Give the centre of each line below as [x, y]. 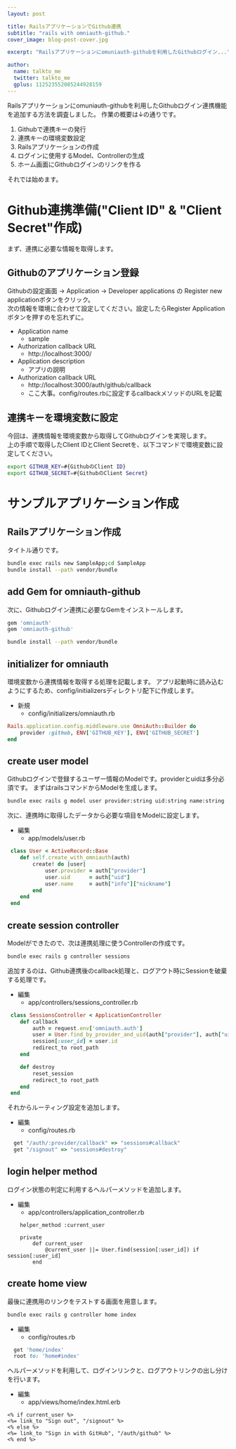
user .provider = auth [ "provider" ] [95, 871]
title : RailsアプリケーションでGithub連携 [64, 26]
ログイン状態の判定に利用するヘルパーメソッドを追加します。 [96, 1189]
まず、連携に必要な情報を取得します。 [62, 248]
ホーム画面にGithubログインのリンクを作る [79, 164]
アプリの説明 [46, 370]
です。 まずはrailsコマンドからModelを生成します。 [87, 788]
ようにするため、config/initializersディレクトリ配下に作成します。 [103, 690]
